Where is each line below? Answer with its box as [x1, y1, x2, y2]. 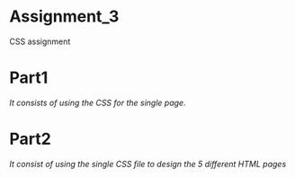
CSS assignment [9, 36, 71, 47]
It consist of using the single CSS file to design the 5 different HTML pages [9, 158, 287, 169]
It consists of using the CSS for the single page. [9, 97, 186, 108]
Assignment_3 [9, 6, 120, 27]
